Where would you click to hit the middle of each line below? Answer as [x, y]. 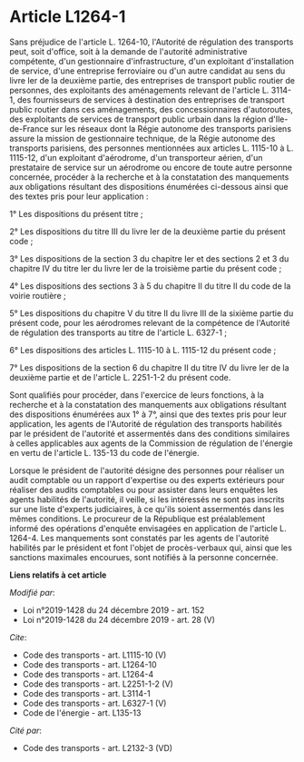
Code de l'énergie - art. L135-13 [82, 713]
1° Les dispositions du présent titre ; [76, 213]
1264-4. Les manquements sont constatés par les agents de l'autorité [139, 538]
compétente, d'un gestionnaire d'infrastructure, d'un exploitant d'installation [152, 61]
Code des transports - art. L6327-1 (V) [94, 703]
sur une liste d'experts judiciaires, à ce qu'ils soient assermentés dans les [147, 509]
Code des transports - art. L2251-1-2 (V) [98, 684]
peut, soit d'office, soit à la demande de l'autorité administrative [128, 51]
